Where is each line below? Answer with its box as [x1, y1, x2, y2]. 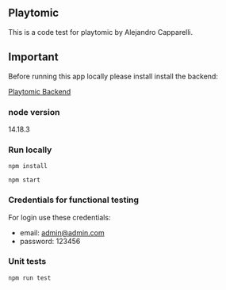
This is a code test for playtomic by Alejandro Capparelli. [8, 27, 193, 36]
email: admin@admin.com [19, 227, 105, 237]
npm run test [8, 273, 52, 282]
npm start [8, 176, 41, 185]
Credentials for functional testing [8, 194, 140, 205]
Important [8, 51, 59, 64]
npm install [8, 162, 48, 170]
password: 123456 [19, 236, 81, 246]
